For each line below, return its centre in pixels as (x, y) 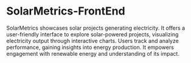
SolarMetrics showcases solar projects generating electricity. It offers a (96, 28)
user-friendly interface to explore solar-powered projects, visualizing (92, 34)
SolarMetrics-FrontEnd (66, 11)
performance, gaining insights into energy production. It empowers (90, 47)
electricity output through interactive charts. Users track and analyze (93, 41)
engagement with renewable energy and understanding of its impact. (93, 53)
